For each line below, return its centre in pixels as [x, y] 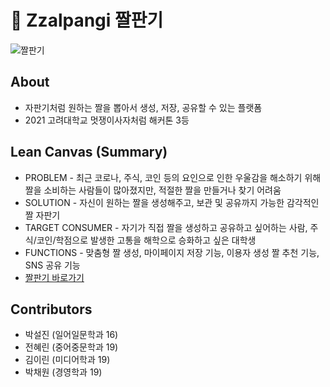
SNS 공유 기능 [52, 265]
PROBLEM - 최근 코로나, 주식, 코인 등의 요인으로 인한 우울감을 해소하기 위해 [173, 177]
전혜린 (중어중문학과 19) [71, 347]
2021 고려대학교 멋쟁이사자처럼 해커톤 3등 [107, 120]
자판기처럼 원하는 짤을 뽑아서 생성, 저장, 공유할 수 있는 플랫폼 [143, 107]
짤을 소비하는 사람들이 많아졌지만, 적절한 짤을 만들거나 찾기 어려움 [153, 190]
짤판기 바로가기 [54, 277]
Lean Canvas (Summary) [89, 152]
